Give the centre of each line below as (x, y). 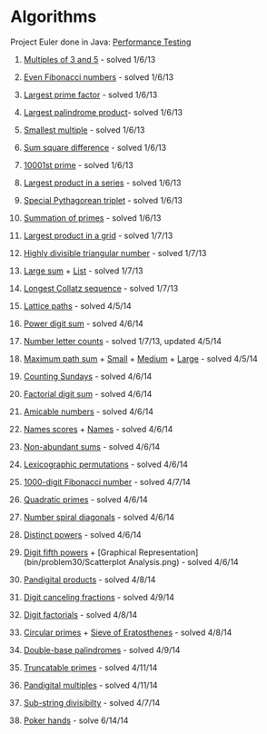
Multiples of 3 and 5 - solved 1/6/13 (89, 59)
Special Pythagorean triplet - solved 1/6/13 (103, 200)
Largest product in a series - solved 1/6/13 (102, 183)
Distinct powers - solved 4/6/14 (82, 534)
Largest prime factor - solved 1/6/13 (90, 94)
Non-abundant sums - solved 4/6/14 (92, 446)
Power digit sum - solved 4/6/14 (84, 323)
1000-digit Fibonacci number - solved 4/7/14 (107, 481)
